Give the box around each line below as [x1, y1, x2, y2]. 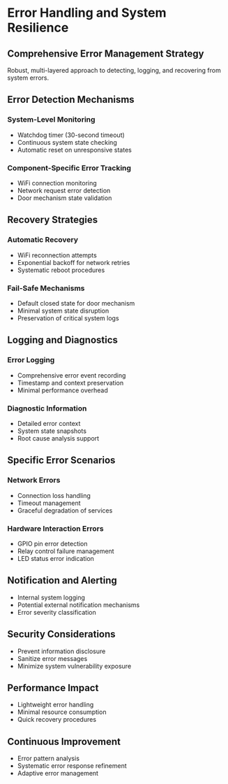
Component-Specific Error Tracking [7, 163, 131, 173]
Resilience [7, 20, 69, 36]
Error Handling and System [7, 5, 167, 21]
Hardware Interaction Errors [7, 523, 104, 533]
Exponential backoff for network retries [17, 258, 130, 266]
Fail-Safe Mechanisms [7, 283, 85, 293]
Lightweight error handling [17, 701, 94, 709]
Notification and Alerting [7, 575, 117, 587]
